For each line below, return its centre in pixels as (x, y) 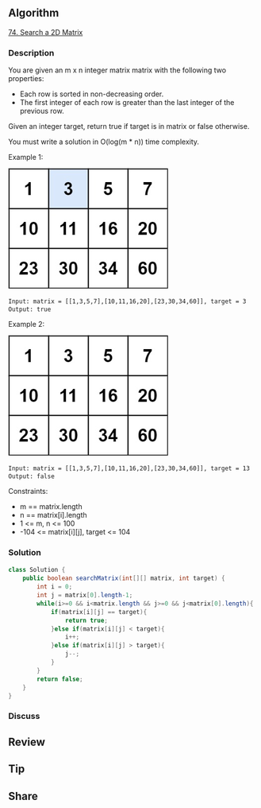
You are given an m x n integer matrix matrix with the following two (117, 70)
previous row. (42, 111)
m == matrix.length (51, 507)
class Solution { (37, 570)
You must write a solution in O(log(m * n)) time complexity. (104, 142)
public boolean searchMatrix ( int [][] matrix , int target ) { (124, 579)
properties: (26, 79)
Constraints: (28, 491)
